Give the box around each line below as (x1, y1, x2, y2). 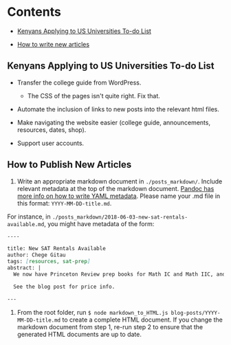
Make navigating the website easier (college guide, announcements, (16, 118, 211, 126)
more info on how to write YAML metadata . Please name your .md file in (16, 192, 221, 200)
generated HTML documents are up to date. (16, 330, 142, 338)
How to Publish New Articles (7, 159, 132, 170)
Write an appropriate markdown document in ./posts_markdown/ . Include (16, 177, 223, 186)
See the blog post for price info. (13, 283, 115, 290)
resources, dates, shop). (16, 125, 87, 134)
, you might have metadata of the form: (43, 219, 155, 227)
